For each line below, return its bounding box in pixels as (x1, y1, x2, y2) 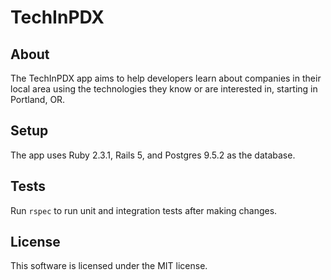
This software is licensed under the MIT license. (10, 260, 208, 272)
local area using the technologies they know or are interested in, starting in (10, 83, 318, 95)
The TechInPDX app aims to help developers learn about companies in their (10, 72, 322, 84)
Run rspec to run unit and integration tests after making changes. (10, 204, 278, 216)
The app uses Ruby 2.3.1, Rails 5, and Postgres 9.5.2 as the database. (10, 149, 296, 161)
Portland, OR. (10, 94, 66, 105)
